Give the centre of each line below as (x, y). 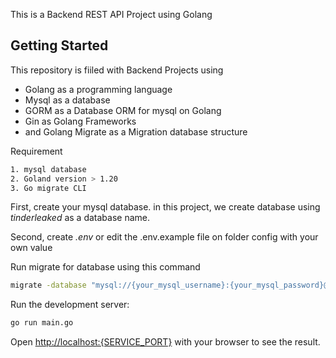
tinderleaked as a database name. (80, 218)
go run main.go (42, 323)
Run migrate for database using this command (105, 267)
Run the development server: (70, 305)
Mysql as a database (67, 100)
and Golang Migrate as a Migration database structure (136, 131)
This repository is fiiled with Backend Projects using (117, 70)
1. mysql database (48, 169)
